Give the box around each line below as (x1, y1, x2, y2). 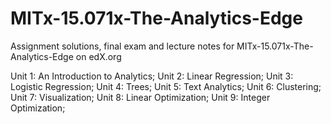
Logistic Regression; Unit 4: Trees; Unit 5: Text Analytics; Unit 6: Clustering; (10, 80, 322, 92)
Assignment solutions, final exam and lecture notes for (10, 40, 235, 52)
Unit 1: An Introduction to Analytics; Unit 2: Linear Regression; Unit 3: (10, 70, 294, 82)
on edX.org (75, 50, 122, 62)
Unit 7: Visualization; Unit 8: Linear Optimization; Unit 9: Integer (10, 91, 271, 103)
